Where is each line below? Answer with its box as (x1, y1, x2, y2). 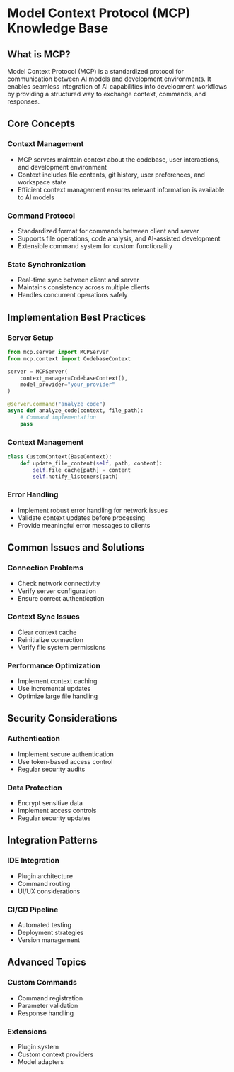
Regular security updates (17, 814, 91, 822)
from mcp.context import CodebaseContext (7, 355, 131, 363)
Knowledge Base (7, 20, 109, 36)
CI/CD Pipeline (7, 905, 59, 914)
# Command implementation (20, 414, 97, 421)
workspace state (17, 177, 67, 186)
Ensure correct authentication (17, 594, 105, 602)
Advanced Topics (7, 956, 86, 968)
